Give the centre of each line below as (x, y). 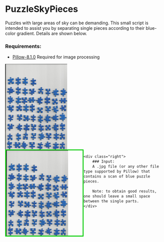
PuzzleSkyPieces (42, 9)
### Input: (104, 161)
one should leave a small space (117, 196)
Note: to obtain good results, (125, 191)
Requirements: (23, 46)
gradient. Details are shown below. (52, 33)
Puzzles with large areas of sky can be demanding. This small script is (77, 23)
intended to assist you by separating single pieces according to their (75, 28)
